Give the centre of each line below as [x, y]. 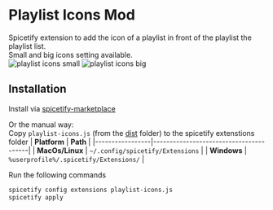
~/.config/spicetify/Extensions [144, 151]
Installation [37, 89]
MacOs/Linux [60, 150]
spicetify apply [36, 197]
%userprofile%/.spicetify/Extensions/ [74, 160]
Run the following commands [57, 175]
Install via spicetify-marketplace [62, 108]
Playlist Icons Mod [72, 15]
